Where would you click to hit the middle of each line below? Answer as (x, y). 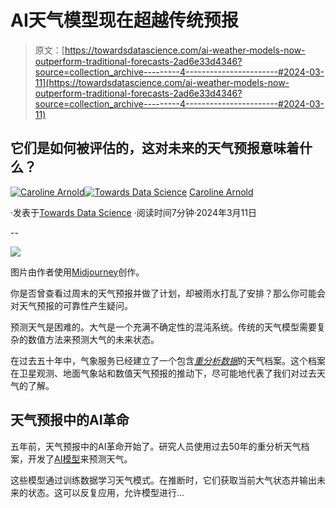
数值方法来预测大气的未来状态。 (93, 339)
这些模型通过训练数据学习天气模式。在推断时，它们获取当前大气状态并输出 (163, 480)
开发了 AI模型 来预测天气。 (80, 458)
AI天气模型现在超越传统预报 (124, 20)
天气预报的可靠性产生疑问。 (75, 305)
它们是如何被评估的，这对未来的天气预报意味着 (155, 148)
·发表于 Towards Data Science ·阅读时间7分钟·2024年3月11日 (133, 212)
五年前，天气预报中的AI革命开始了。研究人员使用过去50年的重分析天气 (156, 446)
